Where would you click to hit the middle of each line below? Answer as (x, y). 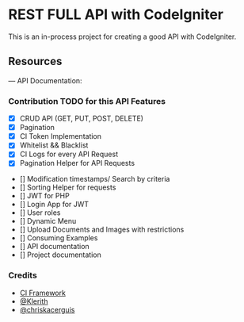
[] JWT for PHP (44, 196)
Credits (23, 275)
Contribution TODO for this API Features (87, 101)
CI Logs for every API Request (69, 154)
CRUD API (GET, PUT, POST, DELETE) (82, 119)
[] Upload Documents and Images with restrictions (102, 230)
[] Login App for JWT (54, 205)
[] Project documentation (60, 255)
